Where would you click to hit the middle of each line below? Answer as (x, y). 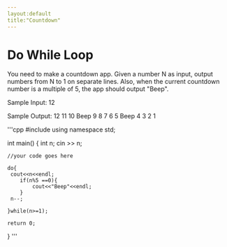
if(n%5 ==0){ (39, 181)
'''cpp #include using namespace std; (61, 129)
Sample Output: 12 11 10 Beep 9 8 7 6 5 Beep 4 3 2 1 (81, 116)
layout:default (29, 14)
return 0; (22, 224)
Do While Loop (50, 55)
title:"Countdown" (34, 20)
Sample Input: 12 (31, 103)
